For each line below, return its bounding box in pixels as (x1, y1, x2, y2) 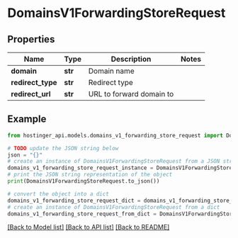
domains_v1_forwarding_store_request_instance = (7, 164, 154, 171)
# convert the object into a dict (7, 190, 110, 198)
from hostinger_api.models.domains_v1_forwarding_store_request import (7, 132, 223, 139)
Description (110, 55, 152, 64)
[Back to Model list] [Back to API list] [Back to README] (7, 223, 170, 232)
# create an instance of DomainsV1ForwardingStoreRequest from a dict (7, 203, 220, 210)
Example (7, 113, 47, 125)
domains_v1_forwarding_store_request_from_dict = (7, 210, 157, 217)
